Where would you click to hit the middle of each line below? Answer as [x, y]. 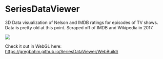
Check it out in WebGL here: [33, 46]
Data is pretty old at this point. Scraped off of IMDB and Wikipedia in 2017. [79, 27]
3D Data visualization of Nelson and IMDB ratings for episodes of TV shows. [82, 22]
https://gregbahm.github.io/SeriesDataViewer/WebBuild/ [62, 51]
